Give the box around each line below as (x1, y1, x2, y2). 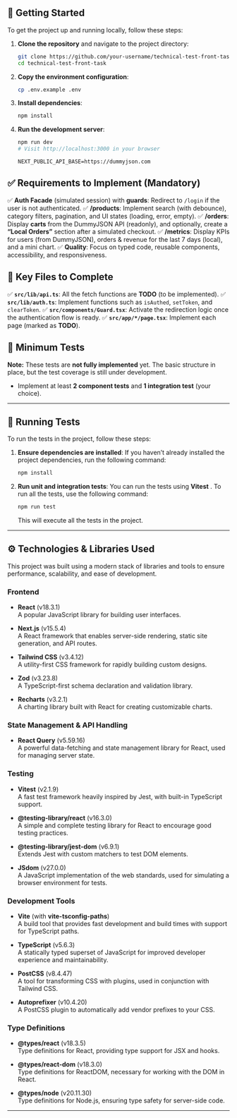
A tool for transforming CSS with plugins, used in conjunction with (17, 977, 209, 985)
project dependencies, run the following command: (17, 456, 166, 464)
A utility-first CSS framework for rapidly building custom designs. (17, 660, 207, 669)
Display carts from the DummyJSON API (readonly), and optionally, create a (7, 219, 228, 228)
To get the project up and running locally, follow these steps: (7, 25, 183, 34)
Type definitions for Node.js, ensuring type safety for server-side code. (17, 1096, 226, 1105)
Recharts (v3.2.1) (17, 695, 68, 704)
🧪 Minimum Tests (7, 341, 85, 353)
